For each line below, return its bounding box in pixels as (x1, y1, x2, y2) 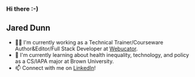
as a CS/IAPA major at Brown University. (14, 57, 114, 65)
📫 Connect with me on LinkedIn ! (14, 64, 96, 71)
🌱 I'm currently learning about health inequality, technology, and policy (14, 51, 190, 58)
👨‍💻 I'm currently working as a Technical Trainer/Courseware (14, 38, 163, 46)
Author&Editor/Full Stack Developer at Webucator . (14, 45, 138, 52)
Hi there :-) (6, 5, 39, 13)
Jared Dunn (6, 23, 51, 33)
